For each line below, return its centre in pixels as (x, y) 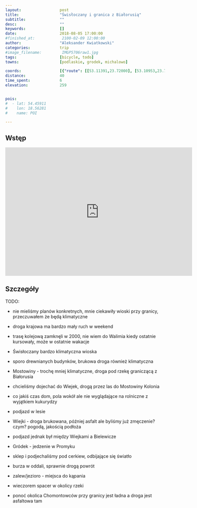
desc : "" (35, 24)
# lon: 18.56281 (26, 108)
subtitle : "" (35, 19)
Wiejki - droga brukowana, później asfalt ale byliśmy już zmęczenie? (84, 421)
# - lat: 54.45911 (26, 104)
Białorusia (23, 377)
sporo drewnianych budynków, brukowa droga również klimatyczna (83, 361)
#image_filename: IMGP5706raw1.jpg (52, 52)
